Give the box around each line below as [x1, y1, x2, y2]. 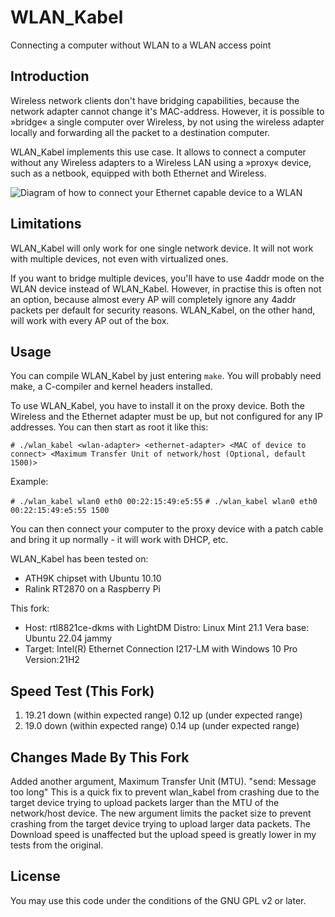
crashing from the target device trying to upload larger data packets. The [10, 818, 311, 830]
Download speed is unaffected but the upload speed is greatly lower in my [10, 829, 317, 840]
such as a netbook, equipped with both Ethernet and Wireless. [10, 167, 267, 179]
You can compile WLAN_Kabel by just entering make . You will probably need [10, 370, 322, 382]
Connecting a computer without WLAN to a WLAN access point [10, 39, 272, 51]
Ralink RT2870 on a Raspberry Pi [24, 583, 162, 595]
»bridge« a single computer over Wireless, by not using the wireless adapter [10, 116, 325, 128]
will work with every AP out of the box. [10, 314, 170, 326]
